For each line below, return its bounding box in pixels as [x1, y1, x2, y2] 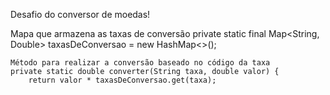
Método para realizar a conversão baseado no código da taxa [10, 58, 271, 68]
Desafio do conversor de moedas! [10, 9, 151, 20]
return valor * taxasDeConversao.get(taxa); [28, 75, 217, 85]
